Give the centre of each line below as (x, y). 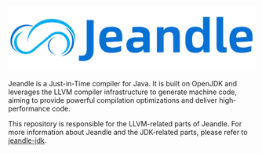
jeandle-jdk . (27, 140)
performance (29, 109)
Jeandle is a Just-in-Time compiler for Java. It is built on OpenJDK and (123, 84)
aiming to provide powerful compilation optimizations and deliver (113, 100)
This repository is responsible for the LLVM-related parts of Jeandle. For (125, 124)
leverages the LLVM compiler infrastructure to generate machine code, (123, 92)
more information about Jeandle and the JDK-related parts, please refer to (128, 133)
